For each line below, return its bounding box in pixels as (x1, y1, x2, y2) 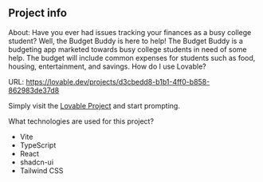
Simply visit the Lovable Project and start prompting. (8, 101, 181, 110)
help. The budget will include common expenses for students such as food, (8, 53, 256, 62)
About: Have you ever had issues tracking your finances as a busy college (8, 27, 252, 37)
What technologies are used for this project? (8, 116, 154, 126)
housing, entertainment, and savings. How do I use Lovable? (8, 61, 206, 71)
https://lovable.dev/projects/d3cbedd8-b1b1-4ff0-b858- (26, 77, 210, 86)
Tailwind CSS (19, 165, 64, 175)
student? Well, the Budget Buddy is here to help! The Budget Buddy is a (8, 36, 243, 45)
